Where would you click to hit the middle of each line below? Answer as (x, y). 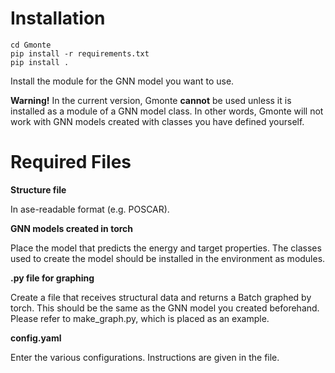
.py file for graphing (52, 278)
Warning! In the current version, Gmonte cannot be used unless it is (151, 100)
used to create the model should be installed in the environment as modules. (168, 258)
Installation (58, 18)
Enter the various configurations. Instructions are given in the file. (145, 357)
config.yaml (36, 338)
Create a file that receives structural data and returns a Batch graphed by (161, 297)
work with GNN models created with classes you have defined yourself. (157, 121)
